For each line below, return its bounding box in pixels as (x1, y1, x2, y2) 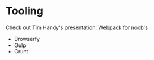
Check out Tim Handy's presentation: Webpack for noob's (5, 24, 148, 31)
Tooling (5, 4, 44, 18)
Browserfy (14, 35, 40, 42)
